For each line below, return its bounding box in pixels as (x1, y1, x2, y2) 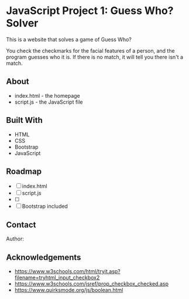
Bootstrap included (22, 203, 68, 210)
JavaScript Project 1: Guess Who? (6, 4, 174, 18)
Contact (6, 219, 36, 229)
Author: (6, 235, 25, 242)
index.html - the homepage (14, 92, 80, 99)
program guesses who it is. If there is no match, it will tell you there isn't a (6, 53, 183, 60)
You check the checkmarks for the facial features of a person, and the (6, 47, 175, 54)
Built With (6, 115, 43, 125)
